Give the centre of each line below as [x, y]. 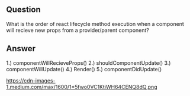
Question [23, 10]
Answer [21, 49]
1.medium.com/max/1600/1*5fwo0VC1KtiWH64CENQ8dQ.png [82, 87]
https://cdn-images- [31, 80]
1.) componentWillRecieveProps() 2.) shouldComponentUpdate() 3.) [88, 63]
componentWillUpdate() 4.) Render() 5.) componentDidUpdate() [84, 69]
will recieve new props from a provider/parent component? [78, 30]
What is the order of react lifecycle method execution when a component [95, 24]
